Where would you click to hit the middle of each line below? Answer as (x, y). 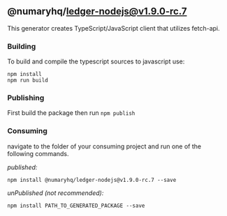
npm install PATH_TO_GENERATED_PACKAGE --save (76, 206)
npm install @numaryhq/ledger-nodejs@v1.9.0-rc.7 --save (92, 180)
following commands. (38, 153)
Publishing (26, 98)
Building (22, 46)
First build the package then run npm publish (71, 113)
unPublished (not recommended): (56, 193)
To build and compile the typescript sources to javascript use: (96, 61)
